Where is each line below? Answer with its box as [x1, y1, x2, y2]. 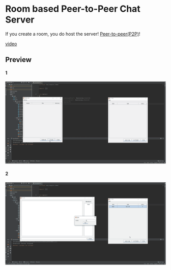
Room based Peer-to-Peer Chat [5, 3, 141, 15]
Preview [5, 56, 32, 64]
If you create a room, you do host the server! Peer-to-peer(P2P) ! [5, 31, 140, 37]
